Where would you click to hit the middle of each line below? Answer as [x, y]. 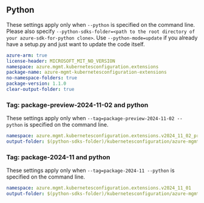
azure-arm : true [27, 55]
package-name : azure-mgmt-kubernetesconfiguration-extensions [87, 73]
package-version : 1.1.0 [36, 84]
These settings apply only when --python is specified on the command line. [101, 24]
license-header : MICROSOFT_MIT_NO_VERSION [61, 61]
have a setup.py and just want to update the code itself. [76, 44]
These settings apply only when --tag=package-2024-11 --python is [90, 171]
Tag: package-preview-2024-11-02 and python [77, 105]
